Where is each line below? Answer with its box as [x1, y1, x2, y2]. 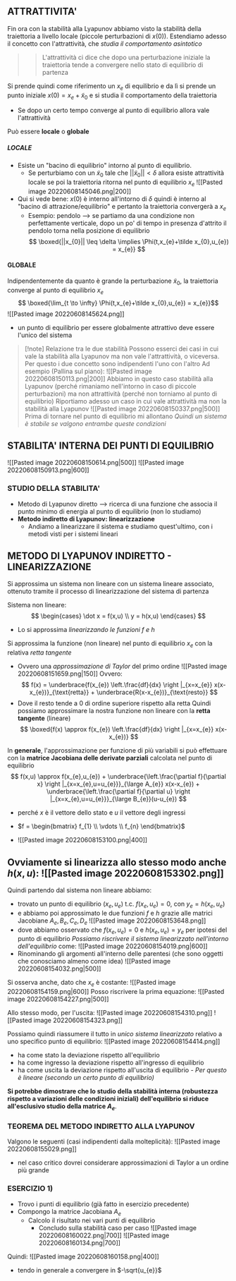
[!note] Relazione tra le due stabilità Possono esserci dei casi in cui [24, 344, 219, 353]
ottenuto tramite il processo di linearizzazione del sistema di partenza [7, 587, 209, 595]
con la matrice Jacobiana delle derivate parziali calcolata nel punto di [7, 754, 213, 763]
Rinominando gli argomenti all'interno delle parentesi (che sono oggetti [17, 949, 223, 958]
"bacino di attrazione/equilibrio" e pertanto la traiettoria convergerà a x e [17, 202, 227, 212]
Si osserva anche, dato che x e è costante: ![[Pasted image [7, 978, 176, 988]
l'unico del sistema [17, 331, 73, 339]
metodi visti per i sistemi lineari [27, 529, 118, 538]
